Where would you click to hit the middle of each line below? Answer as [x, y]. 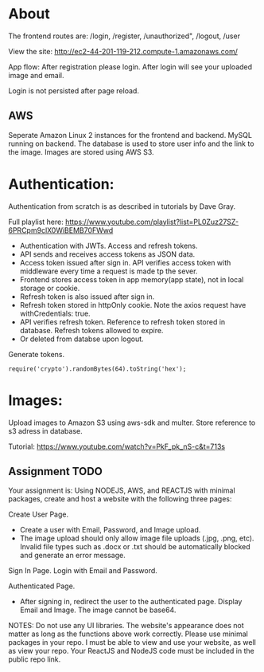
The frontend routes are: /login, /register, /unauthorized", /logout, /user [124, 36]
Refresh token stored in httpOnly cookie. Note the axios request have [133, 305]
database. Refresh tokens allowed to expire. [91, 330]
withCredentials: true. [55, 313]
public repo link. [35, 659]
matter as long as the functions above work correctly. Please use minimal [128, 634]
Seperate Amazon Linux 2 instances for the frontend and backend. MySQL [130, 135]
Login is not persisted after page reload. [74, 90]
